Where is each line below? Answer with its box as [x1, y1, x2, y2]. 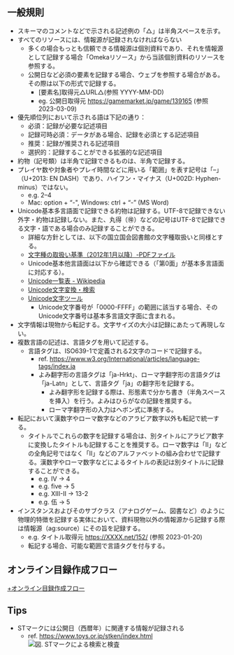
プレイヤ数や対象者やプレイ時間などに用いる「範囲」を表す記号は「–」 [17, 165, 223, 174]
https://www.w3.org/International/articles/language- [49, 354, 200, 363]
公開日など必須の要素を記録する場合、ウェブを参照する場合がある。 [27, 70, 224, 78]
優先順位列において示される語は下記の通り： [17, 113, 147, 121]
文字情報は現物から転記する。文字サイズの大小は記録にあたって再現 [17, 320, 213, 329]
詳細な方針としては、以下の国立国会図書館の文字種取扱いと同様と [27, 233, 218, 241]
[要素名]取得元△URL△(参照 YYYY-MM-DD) [38, 88, 164, 96]
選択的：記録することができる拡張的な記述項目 [27, 148, 163, 156]
